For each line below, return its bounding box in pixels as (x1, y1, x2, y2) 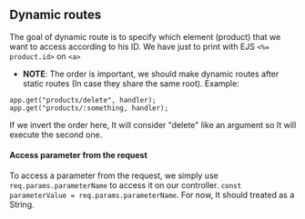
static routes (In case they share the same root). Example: (22, 77, 239, 89)
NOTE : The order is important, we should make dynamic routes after (22, 68, 280, 79)
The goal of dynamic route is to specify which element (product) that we (9, 31, 281, 42)
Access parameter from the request (9, 150, 147, 161)
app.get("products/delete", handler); (9, 95, 157, 105)
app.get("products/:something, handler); (9, 104, 169, 113)
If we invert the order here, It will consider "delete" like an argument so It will (9, 119, 297, 130)
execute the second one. (9, 129, 103, 140)
